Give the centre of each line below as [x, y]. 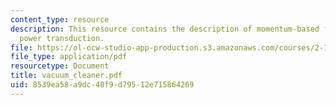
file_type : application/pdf [69, 57]
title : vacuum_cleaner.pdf [66, 76]
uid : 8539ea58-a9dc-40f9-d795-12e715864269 [102, 85]
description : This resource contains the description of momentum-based [165, 29]
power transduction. [62, 38]
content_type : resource [60, 19]
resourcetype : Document [60, 66]
